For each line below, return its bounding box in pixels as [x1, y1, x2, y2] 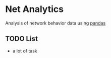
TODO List [5, 34, 38, 43]
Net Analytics [5, 3, 64, 15]
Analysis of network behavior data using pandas [5, 20, 106, 26]
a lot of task [12, 47, 37, 53]
